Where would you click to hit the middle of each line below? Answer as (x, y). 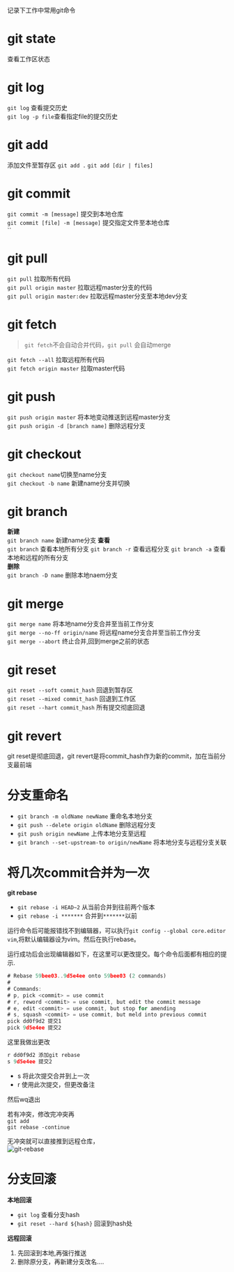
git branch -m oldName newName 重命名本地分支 (85, 816)
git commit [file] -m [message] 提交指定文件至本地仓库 (88, 222)
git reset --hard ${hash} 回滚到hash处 (75, 1223)
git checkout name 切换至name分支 (57, 474)
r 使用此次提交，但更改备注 (56, 1084)
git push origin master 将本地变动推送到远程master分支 (89, 417)
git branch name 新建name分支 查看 (58, 540)
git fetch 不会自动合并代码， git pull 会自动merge (97, 345)
